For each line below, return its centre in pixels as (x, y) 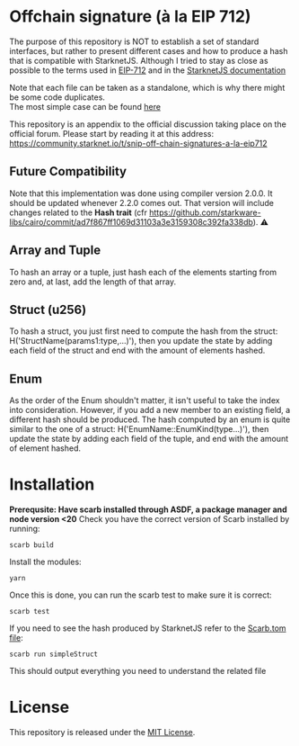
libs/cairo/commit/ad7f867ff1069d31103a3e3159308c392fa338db (131, 221)
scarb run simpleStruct (54, 654)
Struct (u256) (48, 309)
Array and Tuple (55, 251)
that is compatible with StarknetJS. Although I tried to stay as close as (139, 60)
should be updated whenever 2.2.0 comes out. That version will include (141, 202)
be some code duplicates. (57, 97)
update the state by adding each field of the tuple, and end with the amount (149, 439)
